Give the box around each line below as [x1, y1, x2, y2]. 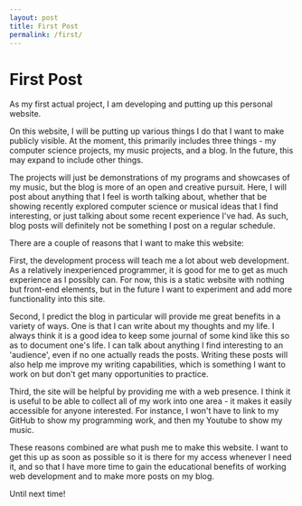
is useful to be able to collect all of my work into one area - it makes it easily [9, 396, 292, 407]
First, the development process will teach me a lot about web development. [9, 255, 289, 267]
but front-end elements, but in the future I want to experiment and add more [9, 284, 292, 295]
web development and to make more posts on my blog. [9, 471, 215, 482]
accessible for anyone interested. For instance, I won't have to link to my [9, 406, 279, 417]
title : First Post [9, 22, 79, 31]
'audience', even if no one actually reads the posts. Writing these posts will [9, 350, 288, 361]
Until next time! [9, 489, 66, 500]
